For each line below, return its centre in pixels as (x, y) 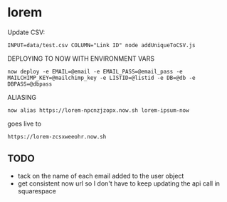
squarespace (37, 191)
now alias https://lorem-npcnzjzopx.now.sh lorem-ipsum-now (99, 110)
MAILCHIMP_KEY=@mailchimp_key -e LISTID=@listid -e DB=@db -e (101, 78)
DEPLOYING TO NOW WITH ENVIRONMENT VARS (81, 59)
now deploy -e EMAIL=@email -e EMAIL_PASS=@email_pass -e (95, 71)
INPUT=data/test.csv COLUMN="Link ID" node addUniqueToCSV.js (101, 45)
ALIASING (22, 97)
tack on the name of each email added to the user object (101, 176)
